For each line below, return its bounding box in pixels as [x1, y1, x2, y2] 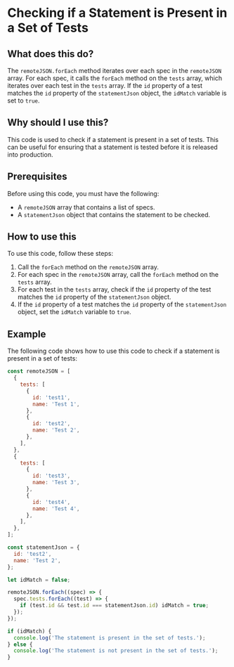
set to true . [7, 96, 40, 105]
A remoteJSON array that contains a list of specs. [17, 202, 155, 212]
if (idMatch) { [7, 628, 52, 635]
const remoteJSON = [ [7, 368, 71, 375]
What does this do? [7, 48, 94, 60]
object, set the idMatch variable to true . [17, 308, 131, 316]
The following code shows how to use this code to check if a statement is [7, 347, 220, 356]
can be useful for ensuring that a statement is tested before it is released [7, 143, 218, 151]
